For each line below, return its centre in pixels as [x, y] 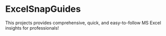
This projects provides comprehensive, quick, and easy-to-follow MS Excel [83, 23]
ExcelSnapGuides [43, 9]
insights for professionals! [32, 28]
